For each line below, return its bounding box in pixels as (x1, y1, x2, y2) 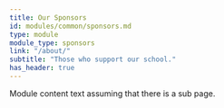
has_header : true (9, 64, 75, 73)
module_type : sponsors (9, 38, 95, 48)
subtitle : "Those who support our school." (9, 55, 177, 64)
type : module (9, 30, 59, 39)
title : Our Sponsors (9, 13, 88, 22)
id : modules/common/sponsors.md (9, 22, 131, 31)
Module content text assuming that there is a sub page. (9, 87, 216, 99)
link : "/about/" (9, 47, 71, 56)
